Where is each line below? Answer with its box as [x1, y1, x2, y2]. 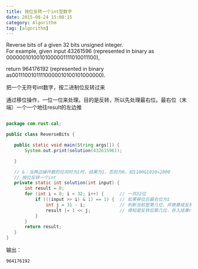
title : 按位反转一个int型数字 [6, 8, 72, 15]
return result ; [24, 224, 62, 230]
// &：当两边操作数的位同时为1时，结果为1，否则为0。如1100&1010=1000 [14, 169, 171, 175]
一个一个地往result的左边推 [16, 104, 82, 111]
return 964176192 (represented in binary [6, 66, 104, 73]
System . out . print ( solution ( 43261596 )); [24, 147, 123, 154]
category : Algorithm [6, 20, 57, 25]
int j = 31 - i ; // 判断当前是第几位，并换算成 [45, 202, 185, 208]
